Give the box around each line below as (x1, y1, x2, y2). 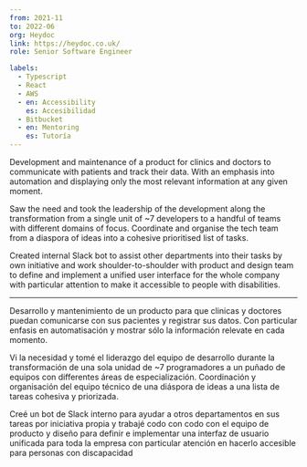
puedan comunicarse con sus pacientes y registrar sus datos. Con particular (9, 316, 298, 326)
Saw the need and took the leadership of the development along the (9, 203, 266, 214)
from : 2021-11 (9, 13, 64, 23)
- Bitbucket (17, 115, 64, 124)
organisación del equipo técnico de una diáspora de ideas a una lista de (9, 381, 281, 392)
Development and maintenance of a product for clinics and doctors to (9, 157, 271, 167)
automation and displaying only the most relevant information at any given (9, 176, 288, 187)
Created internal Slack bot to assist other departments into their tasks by (9, 250, 283, 261)
